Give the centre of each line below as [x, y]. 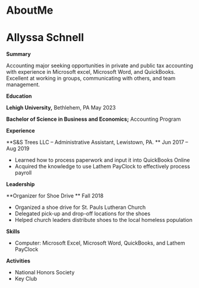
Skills [13, 231]
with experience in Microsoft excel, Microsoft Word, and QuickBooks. [91, 72]
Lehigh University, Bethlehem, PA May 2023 [61, 108]
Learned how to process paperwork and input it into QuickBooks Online [102, 160]
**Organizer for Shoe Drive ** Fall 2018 [55, 196]
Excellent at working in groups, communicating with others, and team [91, 79]
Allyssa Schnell [45, 38]
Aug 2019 [18, 149]
